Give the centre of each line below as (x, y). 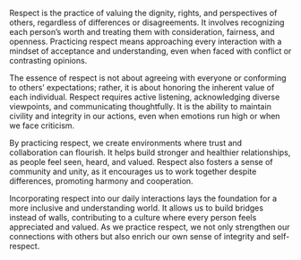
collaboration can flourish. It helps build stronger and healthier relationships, (150, 152)
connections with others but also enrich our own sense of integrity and (140, 236)
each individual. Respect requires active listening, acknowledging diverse (145, 97)
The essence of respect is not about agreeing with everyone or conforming (148, 78)
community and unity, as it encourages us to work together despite (133, 171)
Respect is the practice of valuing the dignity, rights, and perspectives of (143, 13)
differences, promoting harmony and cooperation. (102, 181)
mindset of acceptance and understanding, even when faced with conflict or (150, 51)
